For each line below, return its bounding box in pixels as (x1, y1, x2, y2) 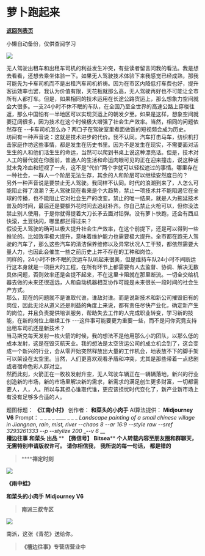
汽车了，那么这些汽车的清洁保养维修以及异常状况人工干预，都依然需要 (16, 240, 193, 248)
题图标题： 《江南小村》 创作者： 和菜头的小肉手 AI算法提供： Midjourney (6, 406, 193, 413)
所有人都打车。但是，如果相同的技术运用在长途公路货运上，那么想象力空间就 (6, 95, 199, 102)
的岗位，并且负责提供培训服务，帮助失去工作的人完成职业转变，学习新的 (6, 309, 188, 316)
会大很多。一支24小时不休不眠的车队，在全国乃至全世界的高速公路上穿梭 (6, 102, 190, 110)
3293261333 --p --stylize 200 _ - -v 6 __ (6, 427, 106, 434)
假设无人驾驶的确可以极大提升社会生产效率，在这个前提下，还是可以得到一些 (6, 224, 199, 232)
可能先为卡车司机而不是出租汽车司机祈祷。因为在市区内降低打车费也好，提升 (6, 80, 199, 87)
